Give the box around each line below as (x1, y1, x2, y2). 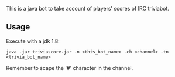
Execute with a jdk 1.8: (6, 38, 60, 45)
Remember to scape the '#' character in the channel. (6, 64, 133, 71)
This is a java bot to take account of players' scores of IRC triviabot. (6, 5, 170, 12)
